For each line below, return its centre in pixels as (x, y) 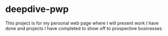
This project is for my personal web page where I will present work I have (82, 23)
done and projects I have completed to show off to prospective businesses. (84, 28)
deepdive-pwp (37, 9)
